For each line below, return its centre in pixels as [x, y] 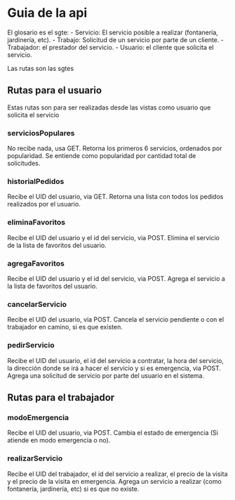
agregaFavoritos [36, 263]
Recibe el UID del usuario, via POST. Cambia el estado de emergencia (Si [113, 433]
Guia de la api [47, 13]
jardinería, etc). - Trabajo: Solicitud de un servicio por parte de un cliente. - [116, 39]
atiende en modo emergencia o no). [59, 440]
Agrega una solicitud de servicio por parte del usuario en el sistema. [106, 375]
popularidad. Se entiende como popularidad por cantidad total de [102, 156]
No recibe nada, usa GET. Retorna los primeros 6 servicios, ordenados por [115, 148]
